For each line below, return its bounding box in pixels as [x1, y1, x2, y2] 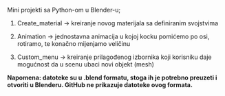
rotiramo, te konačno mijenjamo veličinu [17, 40, 131, 47]
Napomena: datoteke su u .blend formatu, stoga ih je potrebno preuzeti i [7, 73, 217, 82]
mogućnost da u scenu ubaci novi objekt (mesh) [17, 60, 155, 68]
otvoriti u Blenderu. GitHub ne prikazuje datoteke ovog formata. [7, 81, 193, 88]
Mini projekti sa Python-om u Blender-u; [7, 6, 121, 14]
